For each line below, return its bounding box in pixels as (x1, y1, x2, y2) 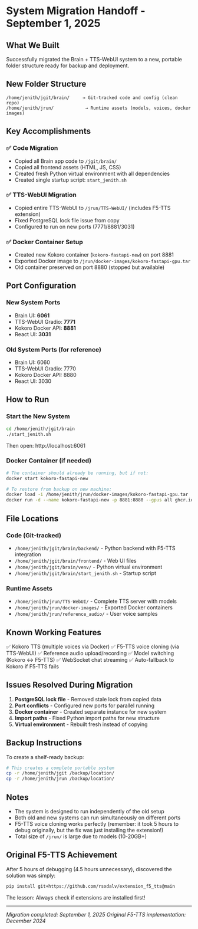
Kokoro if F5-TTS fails (6, 662, 59, 670)
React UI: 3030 (14, 377, 52, 385)
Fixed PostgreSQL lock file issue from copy (14, 216, 120, 224)
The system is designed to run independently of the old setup (14, 808, 164, 815)
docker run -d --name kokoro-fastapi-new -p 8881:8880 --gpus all (6, 497, 173, 503)
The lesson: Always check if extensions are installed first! (6, 894, 146, 901)
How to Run (6, 395, 49, 405)
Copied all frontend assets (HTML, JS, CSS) (14, 163, 121, 170)
